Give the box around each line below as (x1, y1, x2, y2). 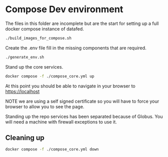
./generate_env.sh (5, 54, 44, 59)
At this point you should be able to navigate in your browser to (5, 83, 136, 89)
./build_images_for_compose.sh (5, 36, 72, 41)
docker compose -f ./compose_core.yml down (5, 147, 99, 152)
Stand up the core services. (5, 64, 64, 70)
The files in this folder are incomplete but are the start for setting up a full (5, 20, 159, 26)
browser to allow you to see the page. (5, 103, 85, 110)
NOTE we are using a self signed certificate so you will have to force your (5, 98, 159, 104)
